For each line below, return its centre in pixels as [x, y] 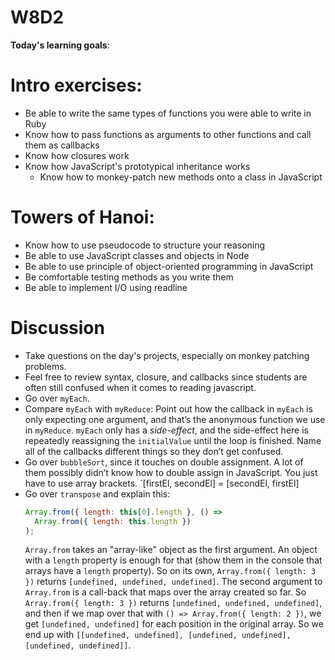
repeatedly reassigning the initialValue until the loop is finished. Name [173, 440]
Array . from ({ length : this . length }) [113, 521]
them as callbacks [62, 145]
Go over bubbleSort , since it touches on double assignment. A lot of [164, 462]
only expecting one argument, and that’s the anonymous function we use [175, 419]
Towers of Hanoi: [82, 217]
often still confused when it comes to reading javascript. [140, 387]
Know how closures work [77, 155]
